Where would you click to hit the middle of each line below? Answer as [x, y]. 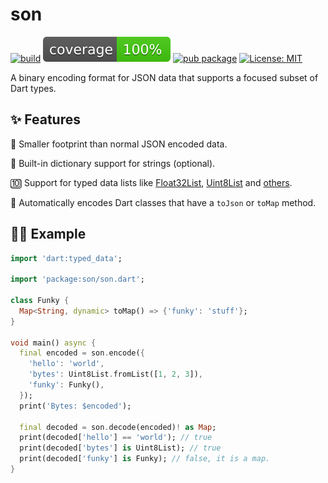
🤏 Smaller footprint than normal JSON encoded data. [119, 144]
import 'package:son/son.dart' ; [77, 279]
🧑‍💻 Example [48, 234]
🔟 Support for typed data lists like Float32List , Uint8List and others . [151, 182]
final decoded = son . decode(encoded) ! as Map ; [118, 427]
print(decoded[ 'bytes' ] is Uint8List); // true [120, 448]
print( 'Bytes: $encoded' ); [75, 406]
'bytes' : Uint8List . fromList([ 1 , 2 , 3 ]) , [115, 374]
